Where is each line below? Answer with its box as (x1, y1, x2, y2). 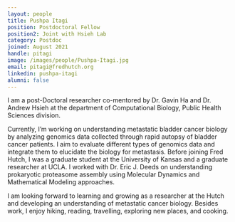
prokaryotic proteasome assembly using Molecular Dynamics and (7, 170, 200, 179)
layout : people (7, 10, 53, 18)
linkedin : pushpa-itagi (7, 70, 78, 77)
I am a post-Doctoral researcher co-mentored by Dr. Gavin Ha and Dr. (7, 96, 211, 105)
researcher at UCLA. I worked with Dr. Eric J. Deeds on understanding (7, 163, 213, 171)
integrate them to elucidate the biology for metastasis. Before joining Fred (7, 147, 224, 157)
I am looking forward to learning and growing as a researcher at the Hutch (7, 191, 224, 200)
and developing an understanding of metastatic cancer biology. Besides (7, 199, 219, 208)
